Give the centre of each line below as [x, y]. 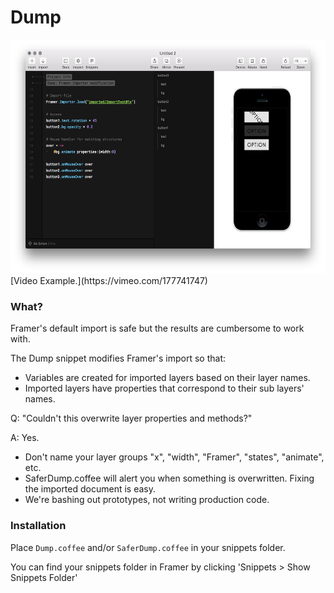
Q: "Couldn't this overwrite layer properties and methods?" [131, 418]
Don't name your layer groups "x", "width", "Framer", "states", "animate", [174, 457]
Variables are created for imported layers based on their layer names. [167, 378]
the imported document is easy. [90, 489]
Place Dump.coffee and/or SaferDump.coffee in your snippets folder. [148, 547]
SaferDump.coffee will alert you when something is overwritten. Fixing [169, 478]
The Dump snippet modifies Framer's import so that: [118, 358]
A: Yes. [25, 438]
